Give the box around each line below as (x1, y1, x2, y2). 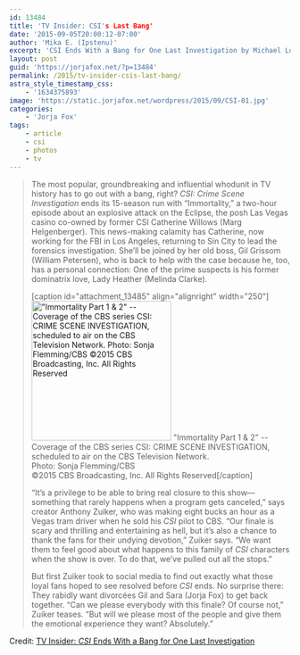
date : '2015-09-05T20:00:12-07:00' (9, 29, 142, 38)
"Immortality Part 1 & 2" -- (172, 432, 269, 443)
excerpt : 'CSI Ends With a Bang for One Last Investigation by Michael (9, 46, 281, 55)
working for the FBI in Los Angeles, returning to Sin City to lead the (30, 236, 278, 246)
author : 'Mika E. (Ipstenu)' (9, 37, 118, 47)
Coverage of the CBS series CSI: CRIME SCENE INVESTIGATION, (30, 441, 271, 452)
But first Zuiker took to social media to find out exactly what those (30, 570, 274, 581)
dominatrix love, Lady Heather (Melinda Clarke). (30, 273, 208, 284)
